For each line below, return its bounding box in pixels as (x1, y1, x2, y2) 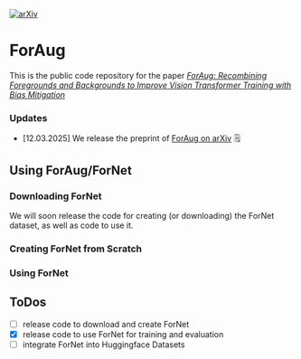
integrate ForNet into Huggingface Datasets (22, 339, 185, 350)
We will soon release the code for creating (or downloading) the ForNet (9, 210, 275, 221)
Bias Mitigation (9, 89, 66, 99)
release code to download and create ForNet (22, 318, 190, 329)
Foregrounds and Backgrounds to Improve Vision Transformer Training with (9, 80, 292, 90)
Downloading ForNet (9, 190, 102, 203)
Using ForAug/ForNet (9, 163, 133, 178)
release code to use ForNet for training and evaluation (22, 328, 224, 339)
